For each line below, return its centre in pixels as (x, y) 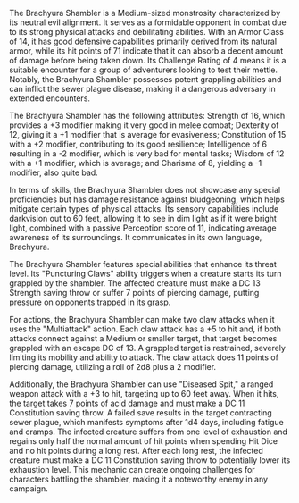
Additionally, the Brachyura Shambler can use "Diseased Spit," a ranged (141, 384)
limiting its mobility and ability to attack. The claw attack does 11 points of (144, 357)
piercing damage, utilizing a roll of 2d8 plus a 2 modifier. (113, 367)
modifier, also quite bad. (54, 172)
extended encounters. (50, 98)
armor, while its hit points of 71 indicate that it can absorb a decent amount (146, 51)
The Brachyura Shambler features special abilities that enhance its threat (143, 264)
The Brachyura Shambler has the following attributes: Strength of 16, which (147, 116)
